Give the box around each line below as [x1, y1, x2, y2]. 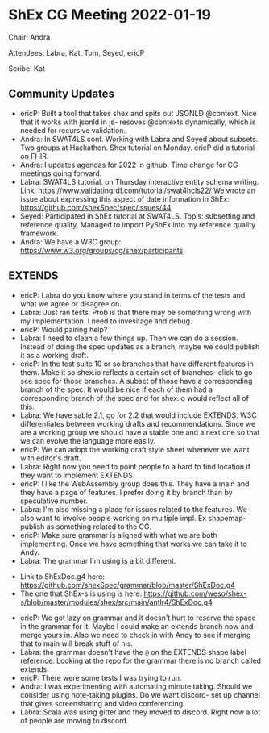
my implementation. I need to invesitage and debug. [19, 316, 192, 326]
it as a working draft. [19, 350, 89, 360]
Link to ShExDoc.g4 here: [19, 571, 105, 581]
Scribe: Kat [8, 63, 46, 73]
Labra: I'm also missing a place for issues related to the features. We [19, 504, 247, 514]
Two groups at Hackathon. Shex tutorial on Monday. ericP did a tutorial [19, 143, 255, 152]
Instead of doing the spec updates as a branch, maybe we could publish [19, 341, 260, 352]
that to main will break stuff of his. [19, 639, 134, 648]
